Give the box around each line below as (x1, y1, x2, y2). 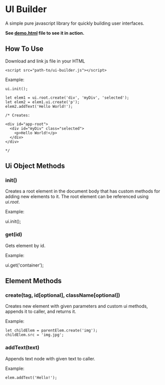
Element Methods (5, 277, 62, 285)
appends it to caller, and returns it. (5, 308, 76, 314)
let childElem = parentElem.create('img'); (5, 328, 98, 333)
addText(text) (5, 344, 40, 351)
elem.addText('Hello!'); (5, 375, 57, 380)
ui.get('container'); (5, 262, 44, 268)
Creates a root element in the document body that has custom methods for (5, 188, 160, 195)
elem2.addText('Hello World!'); (5, 104, 73, 109)
